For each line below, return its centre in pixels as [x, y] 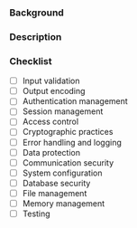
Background [37, 13]
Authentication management [75, 101]
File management [55, 193]
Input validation [51, 81]
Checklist [31, 61]
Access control [50, 122]
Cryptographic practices [68, 132]
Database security [56, 183]
